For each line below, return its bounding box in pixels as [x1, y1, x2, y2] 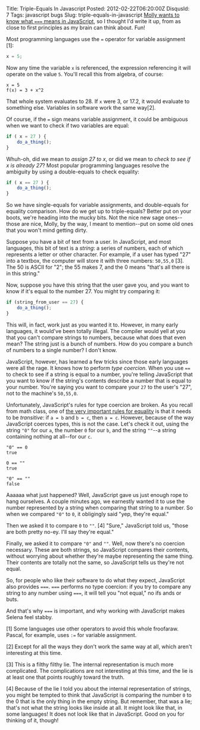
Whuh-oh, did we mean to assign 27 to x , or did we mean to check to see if [6, 155, 190, 163]
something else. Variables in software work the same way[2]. [6, 104, 156, 111]
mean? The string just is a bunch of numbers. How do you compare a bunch [6, 340, 193, 347]
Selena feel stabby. [6, 613, 54, 620]
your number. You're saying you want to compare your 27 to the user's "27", [6, 383, 192, 390]
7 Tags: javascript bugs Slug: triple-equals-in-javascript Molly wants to [6, 11, 180, 18]
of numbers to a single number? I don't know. [6, 346, 117, 353]
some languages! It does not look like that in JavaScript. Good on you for [6, 710, 185, 717]
